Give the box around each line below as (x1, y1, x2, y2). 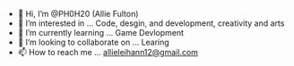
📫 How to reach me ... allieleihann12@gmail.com (17, 47, 199, 57)
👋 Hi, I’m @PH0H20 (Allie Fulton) (17, 9, 139, 19)
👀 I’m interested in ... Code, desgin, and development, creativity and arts (17, 18, 285, 29)
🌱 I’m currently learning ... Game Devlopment (17, 28, 185, 37)
